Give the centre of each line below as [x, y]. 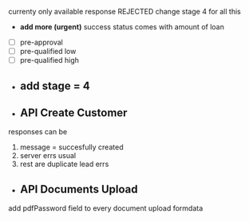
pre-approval [41, 42]
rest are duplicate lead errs [64, 164]
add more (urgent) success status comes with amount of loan [122, 27]
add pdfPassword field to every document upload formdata [106, 208]
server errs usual [48, 156]
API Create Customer [73, 112]
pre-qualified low [48, 52]
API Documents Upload [79, 189]
